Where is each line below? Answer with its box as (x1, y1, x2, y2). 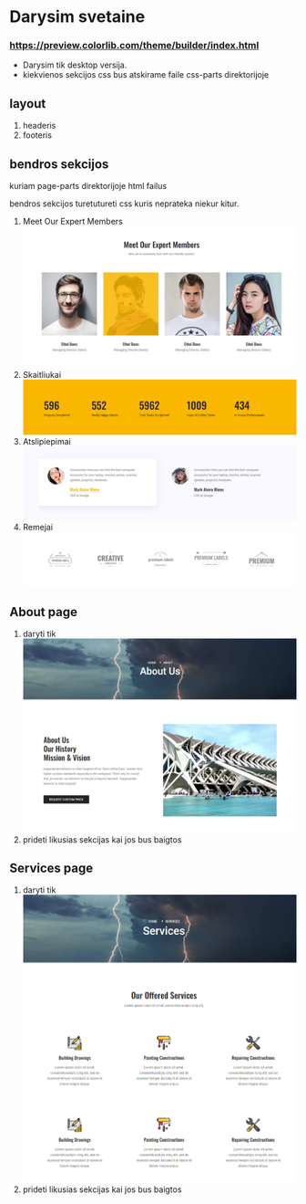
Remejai (22, 522, 53, 533)
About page (9, 604, 77, 620)
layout (9, 96, 46, 111)
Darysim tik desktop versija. (22, 59, 127, 70)
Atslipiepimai (22, 435, 71, 446)
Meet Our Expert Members (22, 216, 123, 227)
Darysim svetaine (9, 6, 146, 27)
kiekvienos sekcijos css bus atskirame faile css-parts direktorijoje (22, 69, 270, 80)
